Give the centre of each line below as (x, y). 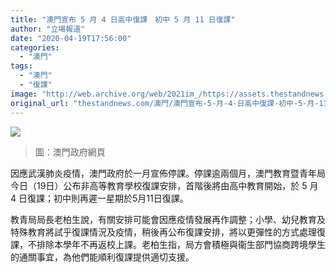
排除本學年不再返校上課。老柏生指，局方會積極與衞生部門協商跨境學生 (181, 244)
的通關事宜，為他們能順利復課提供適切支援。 (102, 257)
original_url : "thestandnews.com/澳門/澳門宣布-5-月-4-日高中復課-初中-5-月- (165, 103)
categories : (35, 47)
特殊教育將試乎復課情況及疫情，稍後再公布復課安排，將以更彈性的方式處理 (163, 232)
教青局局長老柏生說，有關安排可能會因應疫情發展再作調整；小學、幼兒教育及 (168, 219)
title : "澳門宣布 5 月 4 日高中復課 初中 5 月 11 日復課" (123, 19)
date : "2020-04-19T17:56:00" (71, 38)
